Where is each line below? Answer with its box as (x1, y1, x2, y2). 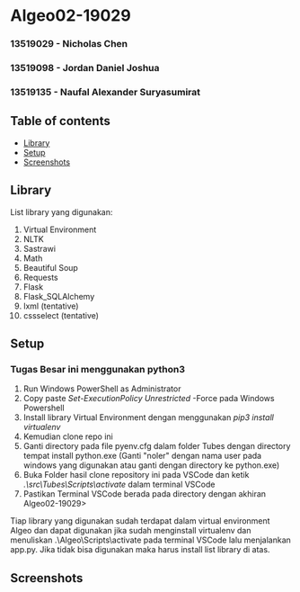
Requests (22, 272, 58, 283)
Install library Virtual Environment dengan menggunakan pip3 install (22, 412, 275, 423)
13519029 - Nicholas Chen (10, 38, 128, 50)
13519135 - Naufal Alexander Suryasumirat (10, 85, 201, 98)
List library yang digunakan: (10, 206, 113, 217)
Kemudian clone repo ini (22, 431, 113, 442)
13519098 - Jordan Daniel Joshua (10, 62, 160, 75)
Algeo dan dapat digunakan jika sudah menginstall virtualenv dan (10, 525, 251, 536)
